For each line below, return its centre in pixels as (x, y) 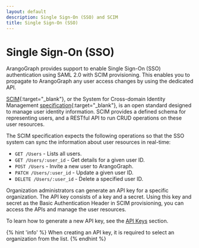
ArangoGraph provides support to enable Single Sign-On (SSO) (83, 68)
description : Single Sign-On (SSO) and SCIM (62, 17)
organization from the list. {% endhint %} (56, 239)
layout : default (26, 12)
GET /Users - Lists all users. (48, 154)
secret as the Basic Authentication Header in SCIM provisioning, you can (95, 203)
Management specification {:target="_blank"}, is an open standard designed (99, 105)
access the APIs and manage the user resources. (66, 209)
